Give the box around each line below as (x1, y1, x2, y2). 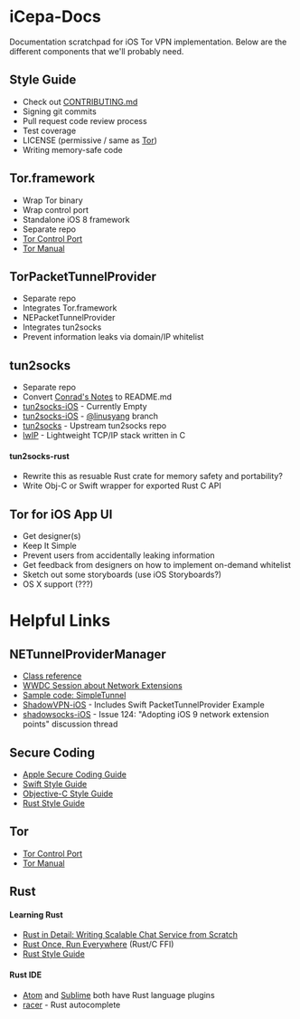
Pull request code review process (22, 115, 147, 126)
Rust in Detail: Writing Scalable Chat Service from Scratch (22, 929, 238, 940)
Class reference (22, 670, 82, 681)
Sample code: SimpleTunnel (22, 690, 127, 701)
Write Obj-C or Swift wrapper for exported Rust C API (22, 480, 221, 491)
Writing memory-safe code (22, 144, 124, 155)
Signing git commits (22, 106, 97, 117)
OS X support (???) (22, 579, 93, 590)
